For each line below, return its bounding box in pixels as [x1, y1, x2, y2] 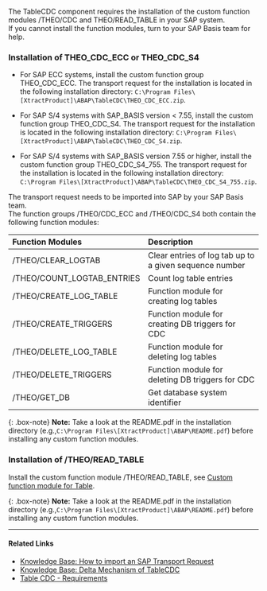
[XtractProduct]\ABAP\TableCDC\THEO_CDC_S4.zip [19, 138, 180, 146]
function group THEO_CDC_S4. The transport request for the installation [19, 119, 256, 129]
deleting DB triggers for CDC [148, 374, 255, 385]
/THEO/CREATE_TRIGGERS [12, 318, 113, 329]
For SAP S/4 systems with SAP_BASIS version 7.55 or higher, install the [19, 151, 252, 161]
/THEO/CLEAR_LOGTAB [12, 255, 101, 266]
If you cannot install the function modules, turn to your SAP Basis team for [8, 24, 251, 33]
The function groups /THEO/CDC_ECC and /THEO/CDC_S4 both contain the [8, 209, 257, 219]
